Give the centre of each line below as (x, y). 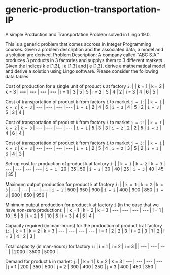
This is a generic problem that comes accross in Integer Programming (78, 44)
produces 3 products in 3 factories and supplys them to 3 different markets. (84, 60)
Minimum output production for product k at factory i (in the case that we (82, 205)
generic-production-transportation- (83, 9)
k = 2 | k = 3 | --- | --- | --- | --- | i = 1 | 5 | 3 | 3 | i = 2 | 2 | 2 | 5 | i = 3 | (83, 128)
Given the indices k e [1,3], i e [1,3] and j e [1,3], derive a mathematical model (85, 66)
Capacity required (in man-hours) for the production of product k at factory (84, 225)
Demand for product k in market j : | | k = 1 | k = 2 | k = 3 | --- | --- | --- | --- (84, 261)
